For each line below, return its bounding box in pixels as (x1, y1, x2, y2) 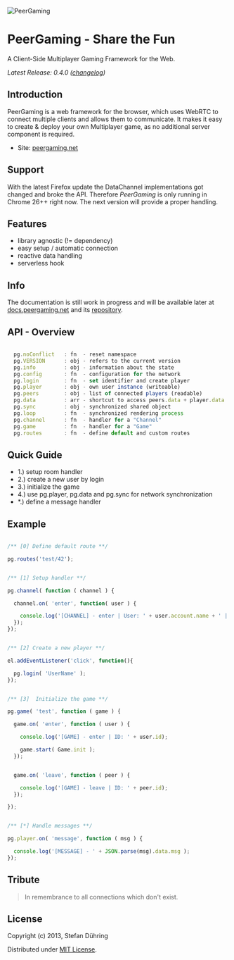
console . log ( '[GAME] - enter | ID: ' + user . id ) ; (20, 733, 169, 741)
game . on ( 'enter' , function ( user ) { (13, 721, 131, 728)
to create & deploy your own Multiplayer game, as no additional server (7, 122, 211, 130)
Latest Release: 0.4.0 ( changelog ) (7, 68, 106, 77)
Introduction (7, 89, 63, 101)
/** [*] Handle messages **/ (7, 823, 93, 830)
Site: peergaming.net (17, 143, 79, 151)
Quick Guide (7, 449, 63, 461)
